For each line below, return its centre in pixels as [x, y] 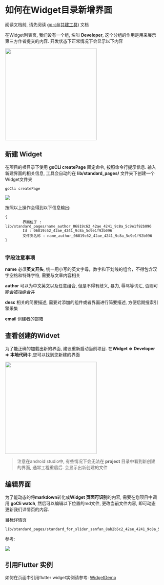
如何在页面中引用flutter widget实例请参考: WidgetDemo [61, 578]
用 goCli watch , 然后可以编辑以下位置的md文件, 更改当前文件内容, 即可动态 [81, 503]
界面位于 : [32, 222]
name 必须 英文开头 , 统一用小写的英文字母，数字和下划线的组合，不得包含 [79, 269]
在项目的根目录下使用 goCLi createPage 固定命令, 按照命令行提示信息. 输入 [81, 167]
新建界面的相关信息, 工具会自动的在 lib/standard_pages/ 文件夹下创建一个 [80, 173]
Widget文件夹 [19, 179]
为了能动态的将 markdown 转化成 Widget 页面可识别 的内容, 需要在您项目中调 [81, 497]
